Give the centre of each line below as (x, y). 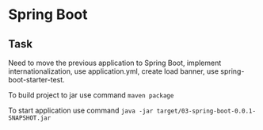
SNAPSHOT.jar (30, 118)
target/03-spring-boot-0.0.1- (206, 111)
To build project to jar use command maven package (91, 95)
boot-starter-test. (36, 80)
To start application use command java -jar (81, 110)
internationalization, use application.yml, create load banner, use (114, 71)
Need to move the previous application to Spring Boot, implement (115, 63)
